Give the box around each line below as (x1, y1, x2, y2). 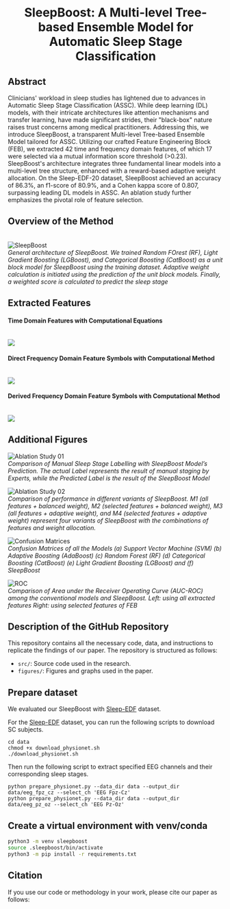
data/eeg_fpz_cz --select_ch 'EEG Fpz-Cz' (8, 789, 131, 796)
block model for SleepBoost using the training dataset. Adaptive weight (8, 262, 209, 271)
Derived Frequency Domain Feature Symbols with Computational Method (8, 392, 220, 400)
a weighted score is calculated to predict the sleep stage (8, 277, 168, 286)
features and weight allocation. (8, 523, 97, 532)
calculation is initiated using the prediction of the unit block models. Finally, (8, 270, 221, 278)
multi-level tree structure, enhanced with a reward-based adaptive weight (8, 166, 216, 175)
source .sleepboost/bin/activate (8, 844, 103, 851)
